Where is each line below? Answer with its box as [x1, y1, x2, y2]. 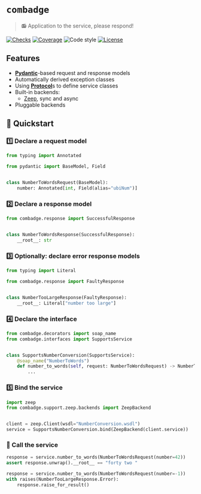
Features [6, 53, 40, 64]
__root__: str [17, 237, 52, 243]
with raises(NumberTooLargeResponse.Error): [6, 476, 119, 482]
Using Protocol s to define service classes [14, 82, 118, 89]
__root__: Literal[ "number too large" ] [17, 300, 117, 306]
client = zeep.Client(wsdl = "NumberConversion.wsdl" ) [6, 421, 141, 427]
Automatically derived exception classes [14, 76, 115, 83]
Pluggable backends [14, 101, 66, 109]
